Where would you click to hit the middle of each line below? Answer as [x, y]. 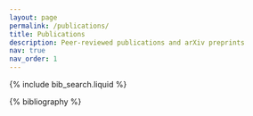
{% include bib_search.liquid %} [68, 84]
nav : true [28, 51]
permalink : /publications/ [59, 26]
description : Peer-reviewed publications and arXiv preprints [127, 42]
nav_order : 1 [33, 59]
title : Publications [48, 34]
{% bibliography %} [45, 102]
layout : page [33, 17]
